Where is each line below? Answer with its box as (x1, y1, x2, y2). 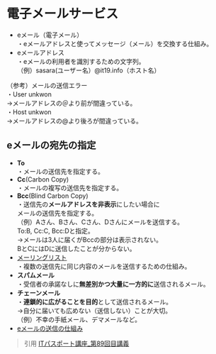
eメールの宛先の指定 (6, 139, 96, 152)
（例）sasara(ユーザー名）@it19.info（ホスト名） (16, 66, 161, 74)
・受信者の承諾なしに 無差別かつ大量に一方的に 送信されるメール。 (16, 280, 210, 288)
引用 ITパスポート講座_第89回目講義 (23, 339, 130, 348)
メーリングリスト (16, 253, 67, 262)
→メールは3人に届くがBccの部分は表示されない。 (16, 235, 162, 244)
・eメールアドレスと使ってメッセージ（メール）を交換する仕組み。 (16, 39, 213, 48)
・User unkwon (6, 89, 52, 99)
